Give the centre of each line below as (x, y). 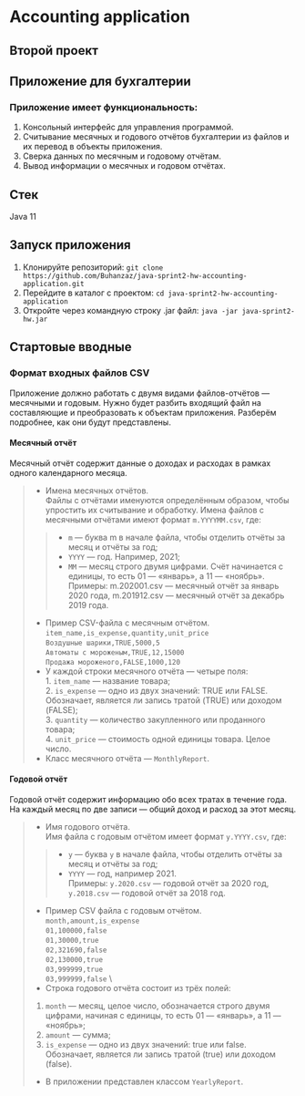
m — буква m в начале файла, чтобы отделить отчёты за (177, 537)
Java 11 (23, 217)
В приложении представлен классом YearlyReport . (144, 1081)
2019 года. (88, 605)
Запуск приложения (70, 245)
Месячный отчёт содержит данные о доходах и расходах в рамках (140, 463)
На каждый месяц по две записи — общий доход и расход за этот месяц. (153, 809)
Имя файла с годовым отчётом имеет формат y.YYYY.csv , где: (166, 836)
